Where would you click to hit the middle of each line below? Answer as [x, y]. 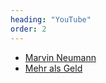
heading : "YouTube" [51, 19]
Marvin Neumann [60, 57]
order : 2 [28, 29]
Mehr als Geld [53, 68]
